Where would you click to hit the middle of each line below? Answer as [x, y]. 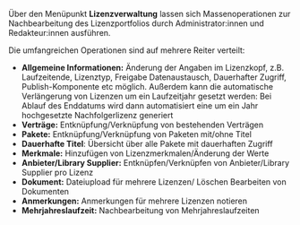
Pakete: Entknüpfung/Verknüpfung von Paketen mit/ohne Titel [137, 134]
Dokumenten [45, 191]
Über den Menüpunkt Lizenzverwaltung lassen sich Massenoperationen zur [150, 14]
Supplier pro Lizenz [57, 172]
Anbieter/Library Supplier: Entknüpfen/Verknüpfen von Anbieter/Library [155, 163]
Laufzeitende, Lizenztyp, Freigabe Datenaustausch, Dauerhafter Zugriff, [154, 77]
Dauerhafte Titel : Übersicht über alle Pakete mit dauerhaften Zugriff [147, 144]
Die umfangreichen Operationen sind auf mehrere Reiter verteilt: [127, 50]
